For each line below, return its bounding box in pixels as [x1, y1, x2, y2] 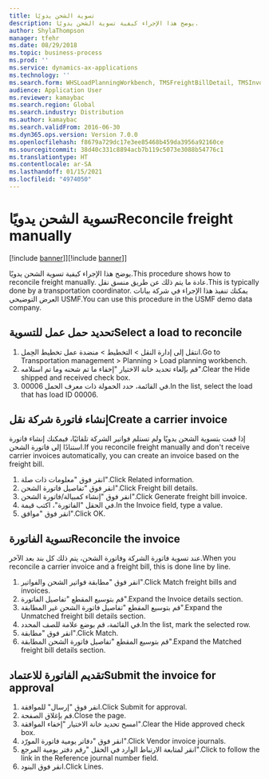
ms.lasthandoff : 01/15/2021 [9, 168, 103, 176]
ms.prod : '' [9, 57, 49, 65]
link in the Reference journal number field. [20, 753, 159, 763]
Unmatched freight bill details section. [20, 611, 146, 621]
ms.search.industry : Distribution [9, 109, 125, 117]
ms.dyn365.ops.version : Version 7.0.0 [9, 130, 138, 138]
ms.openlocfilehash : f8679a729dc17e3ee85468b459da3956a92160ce [9, 138, 224, 146]
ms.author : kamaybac [9, 116, 78, 124]
